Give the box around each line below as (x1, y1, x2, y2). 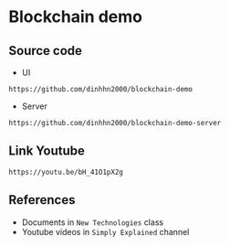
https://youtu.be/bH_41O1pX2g (8, 167, 124, 176)
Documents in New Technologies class (21, 217, 164, 228)
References (8, 192, 76, 208)
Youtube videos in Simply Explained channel (21, 226, 190, 237)
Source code (8, 43, 83, 59)
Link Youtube (8, 144, 86, 159)
